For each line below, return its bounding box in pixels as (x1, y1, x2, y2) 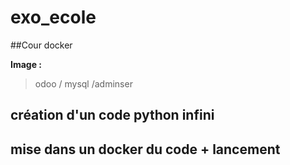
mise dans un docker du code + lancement (10, 141, 281, 158)
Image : (10, 58, 43, 70)
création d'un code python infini (10, 107, 215, 124)
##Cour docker (10, 39, 73, 51)
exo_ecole (10, 6, 97, 29)
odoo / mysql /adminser (34, 77, 133, 90)
